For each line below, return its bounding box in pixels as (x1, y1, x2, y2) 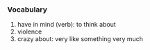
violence (17, 27, 42, 36)
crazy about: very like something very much (17, 35, 144, 43)
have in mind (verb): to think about (17, 21, 116, 29)
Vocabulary (7, 5, 47, 14)
